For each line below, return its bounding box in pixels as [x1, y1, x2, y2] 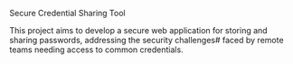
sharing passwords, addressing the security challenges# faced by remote [9, 35, 284, 45]
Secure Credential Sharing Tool [9, 8, 126, 18]
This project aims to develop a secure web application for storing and [9, 25, 269, 35]
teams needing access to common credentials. [9, 44, 184, 55]
